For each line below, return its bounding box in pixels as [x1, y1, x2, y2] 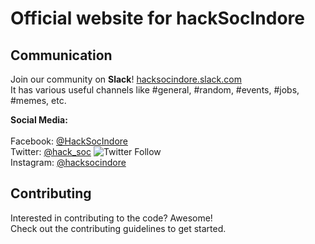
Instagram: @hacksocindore [10, 157, 127, 168]
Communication [10, 47, 113, 64]
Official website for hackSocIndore [10, 7, 306, 30]
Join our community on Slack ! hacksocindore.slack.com [10, 73, 242, 85]
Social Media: [10, 114, 68, 126]
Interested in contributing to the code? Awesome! [10, 212, 213, 224]
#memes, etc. [10, 95, 67, 106]
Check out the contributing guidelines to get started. [10, 222, 227, 234]
